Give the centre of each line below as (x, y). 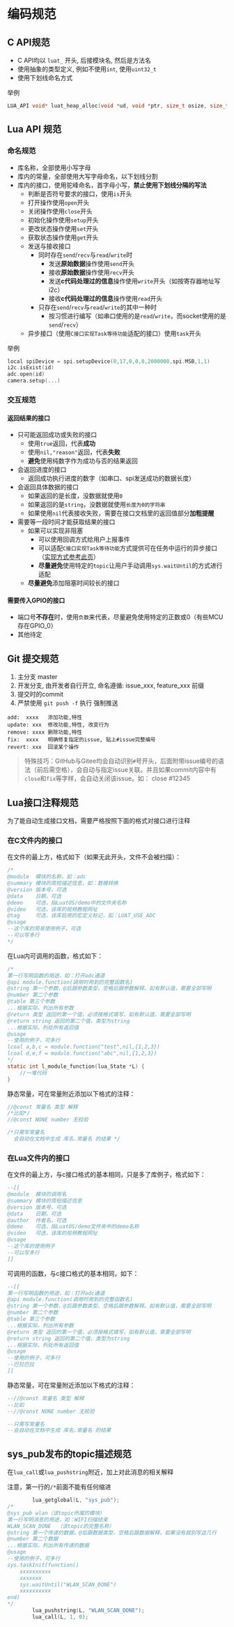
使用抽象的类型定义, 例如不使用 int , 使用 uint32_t (87, 69)
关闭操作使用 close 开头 (60, 211)
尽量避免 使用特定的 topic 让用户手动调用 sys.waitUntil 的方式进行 (130, 565)
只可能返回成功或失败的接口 (57, 435)
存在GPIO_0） (37, 626)
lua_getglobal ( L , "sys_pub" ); (76, 1500)
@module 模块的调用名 (37, 1194)
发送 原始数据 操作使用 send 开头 (91, 263)
